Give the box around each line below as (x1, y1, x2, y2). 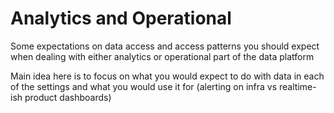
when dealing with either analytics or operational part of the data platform (10, 50, 315, 62)
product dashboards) (24, 91, 112, 103)
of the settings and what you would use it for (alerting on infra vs (10, 80, 278, 92)
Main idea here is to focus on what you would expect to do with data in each (10, 70, 325, 82)
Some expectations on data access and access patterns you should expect (10, 40, 320, 52)
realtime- (279, 80, 317, 92)
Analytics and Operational (10, 7, 232, 30)
